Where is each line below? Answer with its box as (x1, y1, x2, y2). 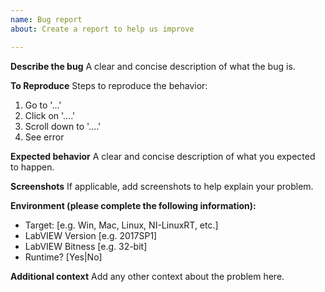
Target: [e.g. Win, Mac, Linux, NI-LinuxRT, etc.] (24, 219, 219, 231)
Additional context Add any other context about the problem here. (10, 270, 285, 282)
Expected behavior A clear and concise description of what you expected (10, 150, 316, 162)
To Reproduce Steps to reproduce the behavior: (10, 79, 208, 91)
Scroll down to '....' (24, 120, 102, 132)
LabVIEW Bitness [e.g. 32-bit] (24, 240, 148, 252)
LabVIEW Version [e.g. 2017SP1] (24, 229, 158, 241)
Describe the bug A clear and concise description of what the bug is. (10, 60, 296, 72)
